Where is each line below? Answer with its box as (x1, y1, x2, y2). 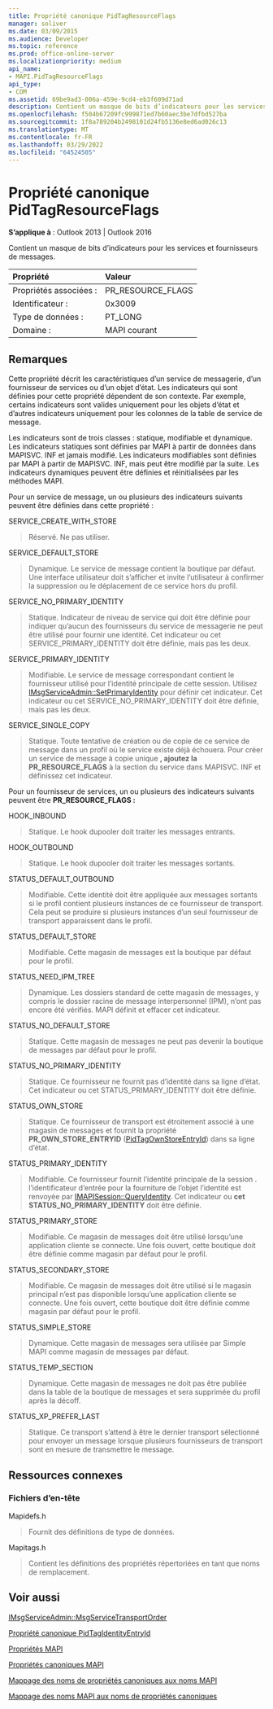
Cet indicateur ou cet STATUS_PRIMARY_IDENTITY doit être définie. (28, 1085, 257, 1095)
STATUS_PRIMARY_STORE (8, 1216, 97, 1226)
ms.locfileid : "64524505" (8, 148, 96, 156)
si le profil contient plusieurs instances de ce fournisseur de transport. (28, 899, 264, 909)
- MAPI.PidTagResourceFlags (8, 72, 104, 81)
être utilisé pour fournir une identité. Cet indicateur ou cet (28, 630, 222, 640)
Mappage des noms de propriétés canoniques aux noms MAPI (8, 1675, 218, 1685)
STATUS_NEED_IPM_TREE (8, 972, 96, 982)
